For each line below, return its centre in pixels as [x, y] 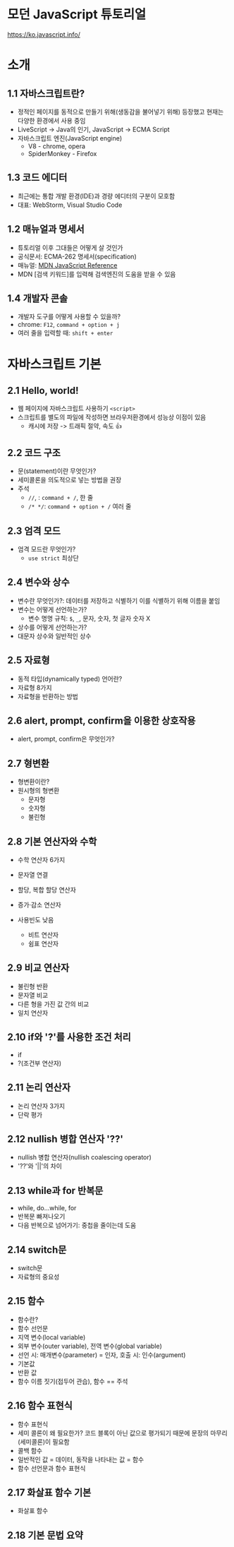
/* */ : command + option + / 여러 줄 [80, 506]
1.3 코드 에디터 [37, 178]
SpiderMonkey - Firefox [62, 153]
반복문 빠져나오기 [41, 1217]
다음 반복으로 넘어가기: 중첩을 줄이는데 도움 [77, 1225]
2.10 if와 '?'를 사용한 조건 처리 [69, 1038]
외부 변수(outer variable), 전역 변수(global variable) [90, 1346]
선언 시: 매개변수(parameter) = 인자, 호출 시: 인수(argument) [101, 1355]
